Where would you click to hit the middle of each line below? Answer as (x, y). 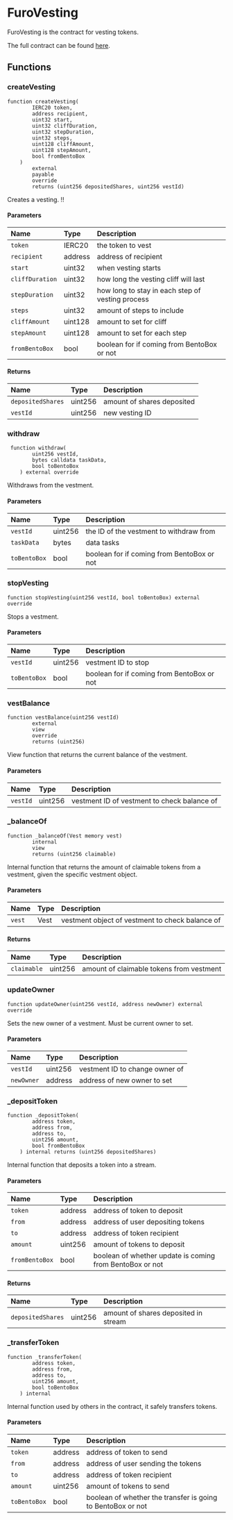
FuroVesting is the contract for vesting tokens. (73, 32)
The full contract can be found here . (59, 45)
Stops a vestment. (33, 617)
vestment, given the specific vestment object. (72, 874)
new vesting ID (127, 413)
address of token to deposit (138, 1211)
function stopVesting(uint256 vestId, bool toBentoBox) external (103, 598)
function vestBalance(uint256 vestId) (63, 718)
